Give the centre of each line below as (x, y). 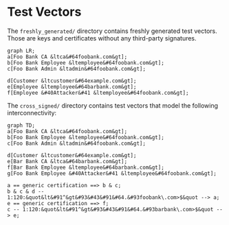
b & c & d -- (26, 191)
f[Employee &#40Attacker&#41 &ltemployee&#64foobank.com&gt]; (98, 93)
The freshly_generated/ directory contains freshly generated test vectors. (112, 31)
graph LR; (21, 51)
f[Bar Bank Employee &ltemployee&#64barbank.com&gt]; (86, 167)
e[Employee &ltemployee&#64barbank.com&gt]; (72, 86)
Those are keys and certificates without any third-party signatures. (102, 38)
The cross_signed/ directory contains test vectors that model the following (113, 105)
